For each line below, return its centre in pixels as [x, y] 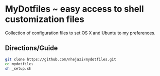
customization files [45, 19]
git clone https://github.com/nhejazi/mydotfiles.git [61, 59]
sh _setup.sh [18, 68]
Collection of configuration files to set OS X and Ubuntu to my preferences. [80, 33]
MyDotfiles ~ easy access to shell [75, 9]
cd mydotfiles [19, 64]
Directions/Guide [32, 48]
